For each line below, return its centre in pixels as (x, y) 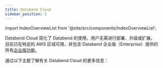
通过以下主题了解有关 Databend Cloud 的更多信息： (57, 60)
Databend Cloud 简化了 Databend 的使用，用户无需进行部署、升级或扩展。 (80, 38)
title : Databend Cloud (28, 9)
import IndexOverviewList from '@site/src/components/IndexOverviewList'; (81, 28)
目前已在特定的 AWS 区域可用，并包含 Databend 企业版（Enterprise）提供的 (82, 44)
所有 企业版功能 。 (22, 50)
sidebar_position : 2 (26, 14)
